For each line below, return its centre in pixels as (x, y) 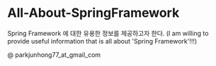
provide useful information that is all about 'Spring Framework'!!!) (102, 41)
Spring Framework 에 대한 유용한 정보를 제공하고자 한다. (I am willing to (108, 33)
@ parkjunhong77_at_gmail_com (54, 55)
